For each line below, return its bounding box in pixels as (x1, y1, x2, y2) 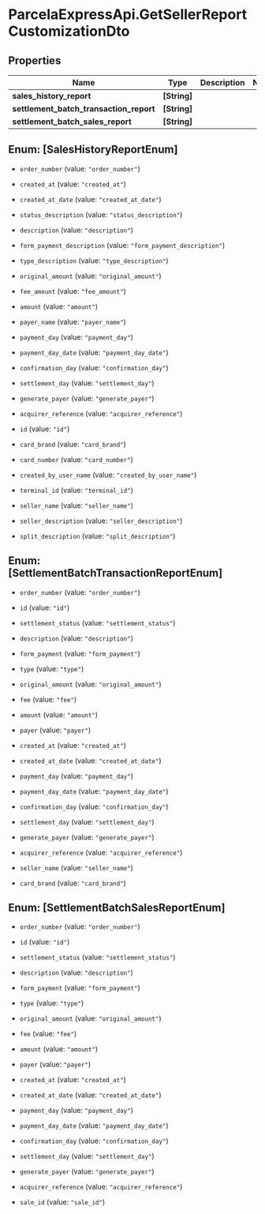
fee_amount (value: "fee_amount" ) (19, 286, 126, 295)
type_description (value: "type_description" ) (19, 255, 169, 265)
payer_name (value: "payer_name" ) (19, 317, 126, 326)
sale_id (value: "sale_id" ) (19, 1197, 105, 1207)
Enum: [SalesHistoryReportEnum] (8, 143, 178, 156)
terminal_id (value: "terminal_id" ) (19, 485, 134, 494)
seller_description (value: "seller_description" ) (19, 516, 183, 525)
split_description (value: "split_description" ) (19, 531, 176, 540)
